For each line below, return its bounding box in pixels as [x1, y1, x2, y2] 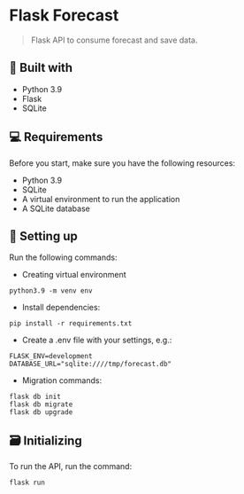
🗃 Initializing [9, 433, 82, 448]
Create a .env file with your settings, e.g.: [21, 334, 172, 346]
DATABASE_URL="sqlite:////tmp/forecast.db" [9, 360, 172, 369]
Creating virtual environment [21, 270, 126, 280]
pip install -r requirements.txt [9, 319, 133, 328]
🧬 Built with [9, 60, 73, 75]
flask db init [9, 392, 62, 402]
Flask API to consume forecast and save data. [30, 35, 198, 45]
